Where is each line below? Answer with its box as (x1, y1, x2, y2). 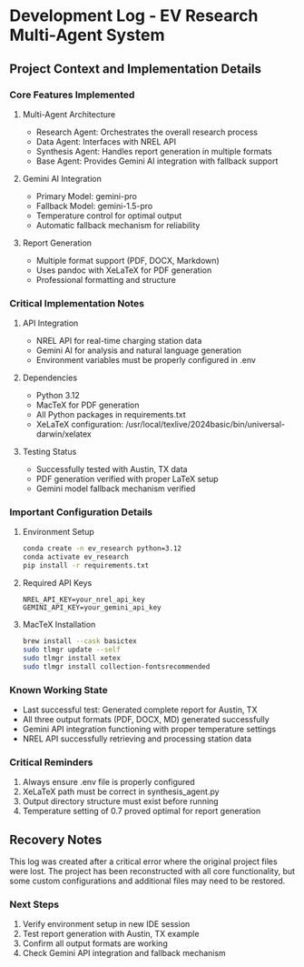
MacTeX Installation (22, 619, 96, 630)
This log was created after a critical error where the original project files (9, 856, 279, 867)
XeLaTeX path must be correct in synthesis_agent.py (22, 786, 220, 797)
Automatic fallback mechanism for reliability (35, 219, 201, 230)
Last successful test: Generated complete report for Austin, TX (22, 704, 258, 715)
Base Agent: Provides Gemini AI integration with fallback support (35, 156, 279, 166)
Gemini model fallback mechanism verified (35, 483, 196, 494)
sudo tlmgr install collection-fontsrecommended (22, 661, 211, 671)
